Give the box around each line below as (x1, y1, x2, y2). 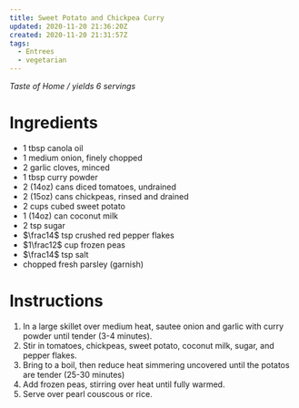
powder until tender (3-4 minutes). (22, 330, 153, 342)
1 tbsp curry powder (22, 171, 98, 182)
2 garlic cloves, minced (22, 161, 111, 173)
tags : (9, 38, 30, 48)
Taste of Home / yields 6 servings (9, 81, 136, 91)
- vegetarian (17, 56, 67, 65)
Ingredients (9, 113, 98, 133)
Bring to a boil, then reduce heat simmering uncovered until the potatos (22, 359, 290, 370)
